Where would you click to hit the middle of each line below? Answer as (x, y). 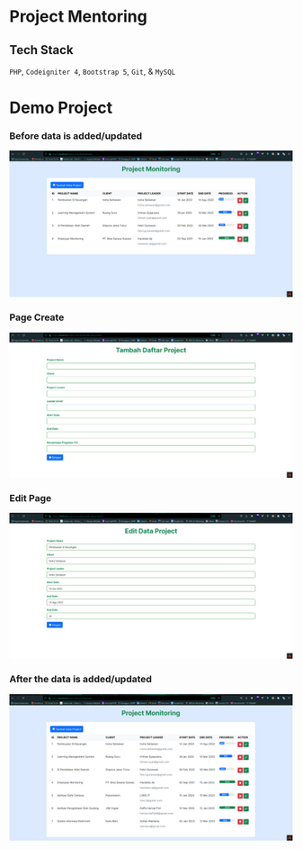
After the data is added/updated (81, 680)
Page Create (37, 317)
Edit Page (31, 498)
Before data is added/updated (76, 136)
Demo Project (61, 108)
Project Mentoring (79, 17)
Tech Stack (41, 50)
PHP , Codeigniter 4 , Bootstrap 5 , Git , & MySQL (93, 71)
